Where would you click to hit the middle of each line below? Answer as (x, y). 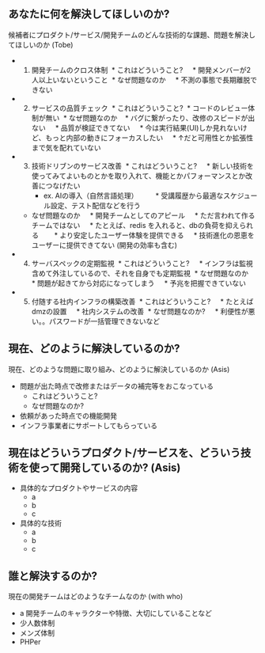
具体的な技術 (40, 523)
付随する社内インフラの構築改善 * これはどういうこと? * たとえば (142, 301)
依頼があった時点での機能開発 (68, 416)
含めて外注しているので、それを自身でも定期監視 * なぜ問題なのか (140, 273)
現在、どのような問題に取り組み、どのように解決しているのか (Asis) (119, 369)
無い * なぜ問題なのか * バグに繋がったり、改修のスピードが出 (150, 118)
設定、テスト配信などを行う (95, 205)
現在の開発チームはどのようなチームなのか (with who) (96, 597)
